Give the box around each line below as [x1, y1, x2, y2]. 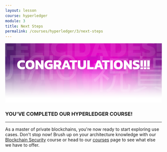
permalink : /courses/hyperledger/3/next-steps [5, 29, 103, 34]
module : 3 [5, 18, 26, 23]
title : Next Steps [5, 24, 43, 29]
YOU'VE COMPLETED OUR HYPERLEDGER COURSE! [5, 110, 133, 117]
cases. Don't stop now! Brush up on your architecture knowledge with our [5, 131, 157, 137]
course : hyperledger [5, 13, 48, 18]
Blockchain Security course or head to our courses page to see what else [5, 137, 156, 143]
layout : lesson [5, 8, 37, 13]
